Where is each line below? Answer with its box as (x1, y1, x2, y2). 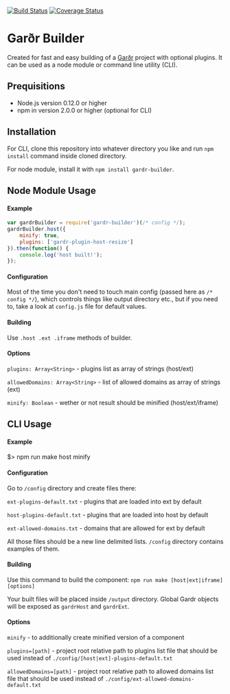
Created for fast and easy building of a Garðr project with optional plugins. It (7, 53, 222, 61)
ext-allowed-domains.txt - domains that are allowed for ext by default (7, 523, 205, 532)
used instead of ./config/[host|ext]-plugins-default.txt (7, 654, 173, 662)
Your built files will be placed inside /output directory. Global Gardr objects (7, 595, 219, 603)
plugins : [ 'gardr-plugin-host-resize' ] (19, 238, 134, 246)
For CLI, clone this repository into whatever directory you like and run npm (7, 144, 214, 153)
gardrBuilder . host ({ (7, 226, 67, 233)
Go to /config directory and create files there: (7, 484, 137, 492)
